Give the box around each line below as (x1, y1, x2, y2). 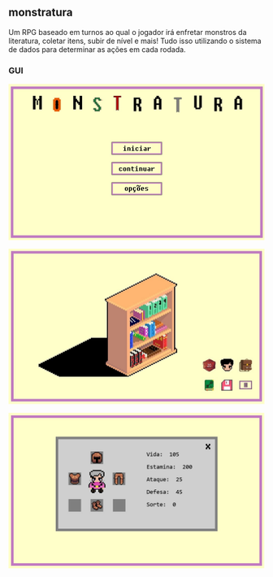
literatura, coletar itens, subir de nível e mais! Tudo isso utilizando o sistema (8, 36, 262, 46)
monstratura (8, 6, 73, 20)
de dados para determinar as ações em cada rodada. (8, 44, 186, 54)
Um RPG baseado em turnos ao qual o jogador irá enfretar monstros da (8, 27, 247, 37)
